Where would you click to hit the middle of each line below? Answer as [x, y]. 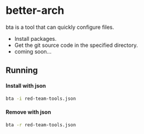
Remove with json [29, 112]
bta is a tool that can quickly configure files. [60, 27]
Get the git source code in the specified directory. [76, 45]
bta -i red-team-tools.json [41, 99]
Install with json [26, 85]
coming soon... [33, 51]
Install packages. [35, 38]
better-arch [35, 11]
